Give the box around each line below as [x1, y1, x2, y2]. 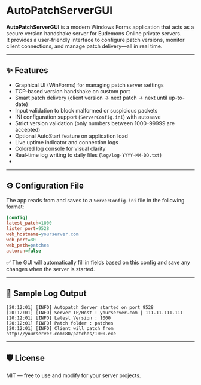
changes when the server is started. [6, 265, 95, 272]
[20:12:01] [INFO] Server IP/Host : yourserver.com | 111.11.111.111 [6, 310, 184, 316]
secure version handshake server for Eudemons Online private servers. [6, 29, 182, 37]
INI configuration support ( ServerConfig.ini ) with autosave [14, 113, 161, 120]
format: [6, 203, 25, 210]
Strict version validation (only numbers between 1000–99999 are [14, 119, 175, 126]
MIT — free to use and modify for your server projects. [6, 372, 141, 379]
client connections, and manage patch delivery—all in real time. [6, 43, 163, 50]
